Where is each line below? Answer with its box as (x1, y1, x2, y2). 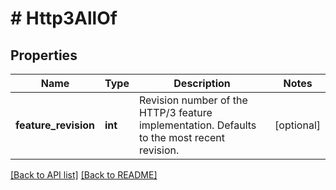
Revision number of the (138, 93, 248, 107)
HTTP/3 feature (138, 106, 213, 119)
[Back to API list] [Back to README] (10, 169, 158, 181)
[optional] (274, 118, 321, 132)
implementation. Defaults (138, 118, 257, 132)
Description (173, 77, 231, 90)
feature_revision (15, 118, 95, 132)
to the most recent (138, 131, 226, 144)
